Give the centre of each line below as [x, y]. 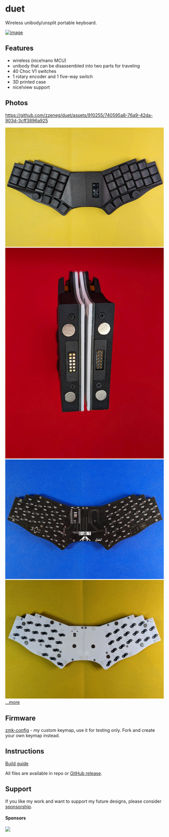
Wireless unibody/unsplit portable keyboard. [51, 23]
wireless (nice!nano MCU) [39, 60]
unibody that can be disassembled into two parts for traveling [76, 65]
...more [13, 702]
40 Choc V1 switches [34, 71]
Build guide [17, 764]
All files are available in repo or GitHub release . [54, 773]
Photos [17, 103]
